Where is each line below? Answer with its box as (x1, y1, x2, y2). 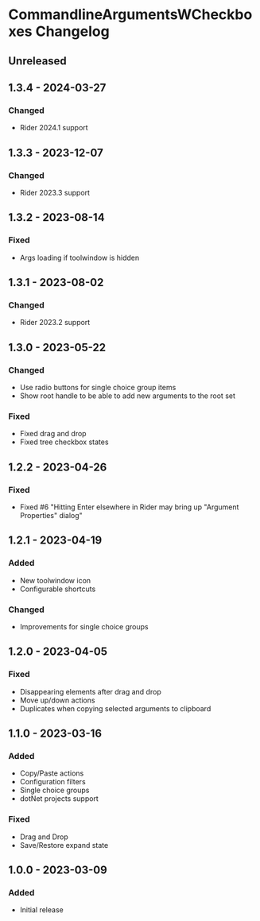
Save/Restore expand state (19, 840, 109, 849)
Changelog (35, 22, 110, 41)
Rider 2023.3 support (19, 188, 90, 197)
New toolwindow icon (19, 575, 91, 585)
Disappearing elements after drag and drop (19, 687, 161, 696)
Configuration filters (19, 777, 86, 787)
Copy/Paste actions (19, 768, 84, 778)
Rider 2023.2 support (19, 318, 91, 327)
